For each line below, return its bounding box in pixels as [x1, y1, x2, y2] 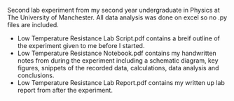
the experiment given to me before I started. [17, 42, 145, 49]
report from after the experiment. [17, 86, 113, 94]
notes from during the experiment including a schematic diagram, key [17, 56, 219, 65]
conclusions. [17, 71, 55, 79]
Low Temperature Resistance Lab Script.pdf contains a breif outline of [17, 34, 221, 42]
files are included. [7, 21, 60, 29]
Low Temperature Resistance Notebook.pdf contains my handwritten [17, 49, 217, 57]
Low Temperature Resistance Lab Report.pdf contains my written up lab [17, 79, 226, 86]
